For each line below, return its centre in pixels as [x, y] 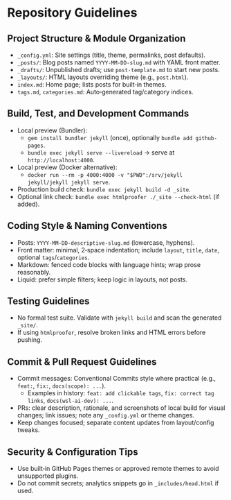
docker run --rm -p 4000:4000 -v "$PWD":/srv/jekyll [105, 175]
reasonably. [34, 272]
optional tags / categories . [53, 257]
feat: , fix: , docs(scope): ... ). [61, 386]
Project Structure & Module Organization [96, 38]
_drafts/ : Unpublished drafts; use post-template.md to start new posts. [118, 70]
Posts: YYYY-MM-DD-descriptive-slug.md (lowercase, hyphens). [106, 242]
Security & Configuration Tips [73, 452]
